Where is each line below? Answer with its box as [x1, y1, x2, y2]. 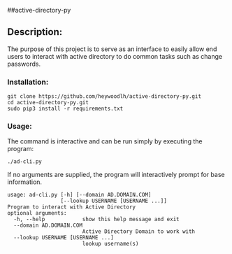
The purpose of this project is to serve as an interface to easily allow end [7, 45, 217, 53]
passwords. [7, 59, 41, 68]
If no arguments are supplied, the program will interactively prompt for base [7, 171, 225, 179]
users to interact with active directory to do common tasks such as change [7, 52, 222, 60]
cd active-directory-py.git [7, 99, 89, 106]
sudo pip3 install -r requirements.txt [7, 105, 124, 113]
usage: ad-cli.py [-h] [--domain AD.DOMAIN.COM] [7, 192, 152, 199]
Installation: [7, 77, 49, 87]
